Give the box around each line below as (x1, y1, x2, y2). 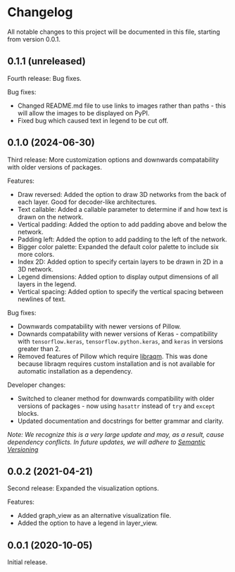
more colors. (17, 250, 55, 258)
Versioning (7, 445, 39, 454)
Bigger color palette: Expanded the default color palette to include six (17, 242, 220, 250)
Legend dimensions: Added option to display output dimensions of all (17, 272, 219, 281)
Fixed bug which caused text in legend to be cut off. (17, 116, 169, 125)
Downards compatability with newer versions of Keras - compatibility (17, 329, 218, 338)
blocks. (17, 409, 39, 417)
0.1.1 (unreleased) (7, 56, 86, 68)
